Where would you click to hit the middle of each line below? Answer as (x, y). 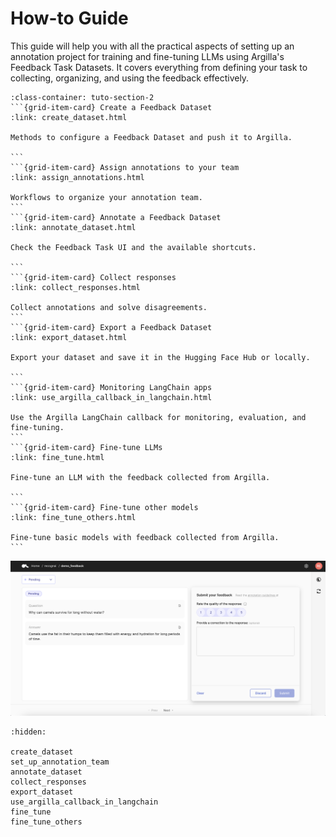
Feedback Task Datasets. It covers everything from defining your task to (159, 67)
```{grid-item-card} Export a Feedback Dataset (111, 327)
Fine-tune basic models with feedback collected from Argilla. (145, 537)
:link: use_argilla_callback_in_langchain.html (111, 397)
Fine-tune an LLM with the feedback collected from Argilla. (140, 477)
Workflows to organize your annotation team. (106, 197)
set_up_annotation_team (60, 762)
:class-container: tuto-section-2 (82, 97)
